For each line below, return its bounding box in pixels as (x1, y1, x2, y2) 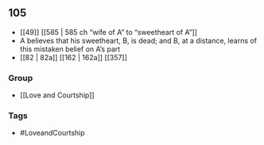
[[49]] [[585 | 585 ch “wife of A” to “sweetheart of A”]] (19, 27, 197, 36)
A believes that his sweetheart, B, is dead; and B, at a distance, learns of (19, 36, 257, 45)
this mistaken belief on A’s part (19, 44, 121, 54)
